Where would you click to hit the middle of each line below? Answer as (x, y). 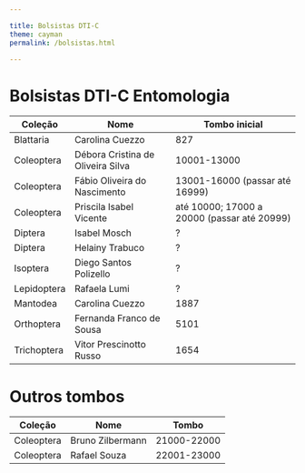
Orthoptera (38, 324)
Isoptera (32, 268)
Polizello (92, 274)
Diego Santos (103, 263)
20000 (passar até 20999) (233, 218)
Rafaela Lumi (102, 289)
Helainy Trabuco (109, 248)
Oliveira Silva (102, 166)
